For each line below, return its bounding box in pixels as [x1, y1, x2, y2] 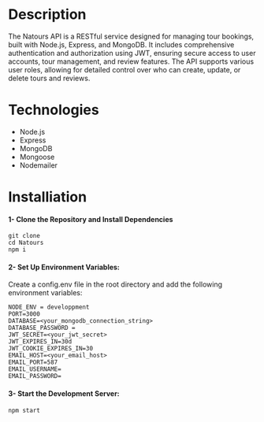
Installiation [8, 188, 87, 206]
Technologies [8, 101, 100, 119]
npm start [8, 406, 41, 414]
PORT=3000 [8, 310, 41, 318]
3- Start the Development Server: [8, 389, 120, 398]
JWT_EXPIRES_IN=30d [8, 338, 73, 346]
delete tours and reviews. [8, 73, 91, 83]
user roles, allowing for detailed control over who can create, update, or [8, 65, 241, 74]
